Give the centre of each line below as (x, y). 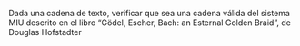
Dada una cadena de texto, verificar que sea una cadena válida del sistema (149, 13)
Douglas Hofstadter (45, 32)
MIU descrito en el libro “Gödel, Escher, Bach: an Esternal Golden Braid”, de (150, 23)
